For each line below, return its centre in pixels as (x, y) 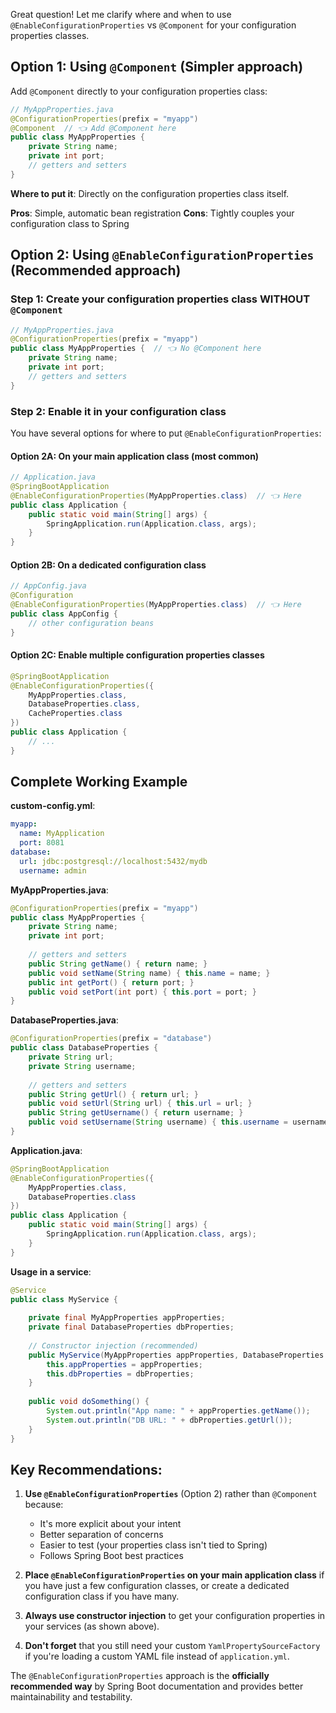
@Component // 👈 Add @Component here (93, 128)
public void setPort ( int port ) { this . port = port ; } (142, 992)
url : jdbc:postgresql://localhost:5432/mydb (113, 861)
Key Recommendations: (86, 1469)
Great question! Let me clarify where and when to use (121, 14)
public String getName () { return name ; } (118, 964)
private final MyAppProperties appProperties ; (127, 1318)
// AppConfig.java (48, 586)
